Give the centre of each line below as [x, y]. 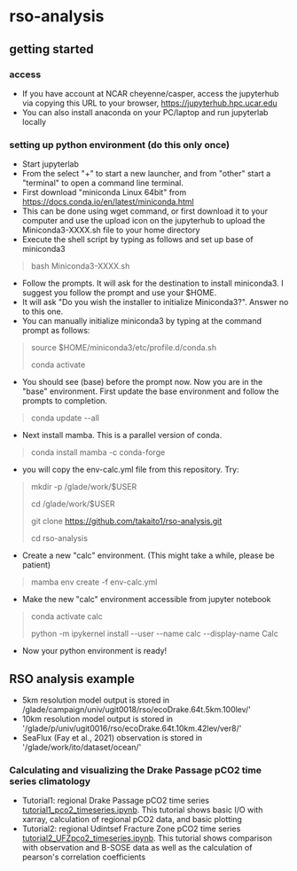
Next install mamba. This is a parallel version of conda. [122, 435]
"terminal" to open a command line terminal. [102, 183]
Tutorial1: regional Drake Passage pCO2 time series [116, 801]
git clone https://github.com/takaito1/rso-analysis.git [126, 522]
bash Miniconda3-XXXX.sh [80, 266]
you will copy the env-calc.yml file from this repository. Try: [130, 470]
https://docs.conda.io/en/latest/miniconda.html [108, 202]
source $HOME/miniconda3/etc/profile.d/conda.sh [124, 348]
